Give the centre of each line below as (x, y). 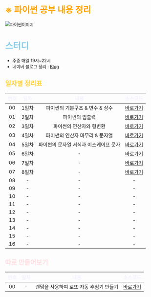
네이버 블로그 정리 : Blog (36, 66)
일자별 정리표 (24, 84)
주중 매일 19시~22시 (32, 60)
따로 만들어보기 (27, 263)
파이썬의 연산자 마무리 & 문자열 (79, 135)
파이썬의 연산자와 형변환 (79, 126)
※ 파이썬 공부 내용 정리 (48, 10)
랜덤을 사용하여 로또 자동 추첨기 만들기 (77, 287)
